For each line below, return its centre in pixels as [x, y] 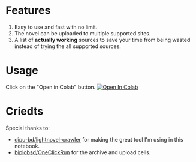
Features [28, 10]
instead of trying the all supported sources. [67, 46]
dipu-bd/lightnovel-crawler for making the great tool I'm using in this [99, 139]
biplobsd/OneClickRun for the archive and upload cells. [82, 152]
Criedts [25, 111]
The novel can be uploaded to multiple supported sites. [82, 33]
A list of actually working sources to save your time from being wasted [102, 40]
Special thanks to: [28, 128]
